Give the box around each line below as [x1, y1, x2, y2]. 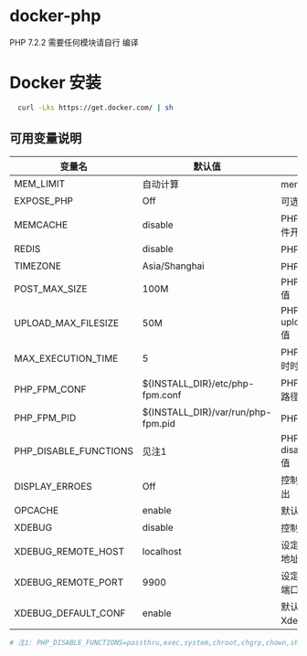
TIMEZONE [14, 259, 62, 272]
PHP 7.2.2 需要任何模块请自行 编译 [9, 37, 139, 48]
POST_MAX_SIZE [14, 282, 88, 295]
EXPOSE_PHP [14, 194, 74, 206]
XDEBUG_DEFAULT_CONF [14, 607, 126, 619]
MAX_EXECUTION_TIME [14, 352, 119, 365]
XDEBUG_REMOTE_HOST [14, 545, 125, 557]
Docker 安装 [9, 72, 102, 93]
